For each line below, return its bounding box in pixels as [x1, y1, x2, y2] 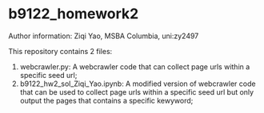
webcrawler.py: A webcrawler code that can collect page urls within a [19, 61, 250, 72]
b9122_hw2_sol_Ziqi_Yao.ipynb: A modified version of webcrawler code [19, 79, 256, 88]
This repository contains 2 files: [8, 46, 113, 56]
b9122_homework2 [8, 5, 139, 23]
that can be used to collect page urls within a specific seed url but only [19, 87, 254, 96]
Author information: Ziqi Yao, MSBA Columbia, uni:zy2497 [8, 31, 199, 41]
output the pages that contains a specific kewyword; [19, 95, 194, 105]
